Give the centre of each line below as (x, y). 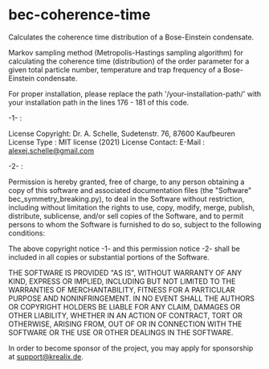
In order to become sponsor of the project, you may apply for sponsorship (131, 348)
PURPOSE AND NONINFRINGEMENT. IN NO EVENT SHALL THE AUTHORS (132, 298)
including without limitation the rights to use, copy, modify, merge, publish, (132, 207)
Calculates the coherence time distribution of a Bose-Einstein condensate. (131, 37)
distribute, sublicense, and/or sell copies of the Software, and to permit (126, 215)
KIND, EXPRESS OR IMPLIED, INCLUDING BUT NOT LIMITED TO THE (122, 281)
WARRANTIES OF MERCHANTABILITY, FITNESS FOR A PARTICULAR (122, 289)
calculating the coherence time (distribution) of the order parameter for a (129, 61)
